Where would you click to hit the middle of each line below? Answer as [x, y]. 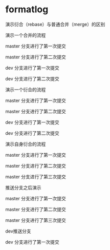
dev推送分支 [18, 231]
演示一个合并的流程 [26, 35]
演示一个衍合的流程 [26, 89]
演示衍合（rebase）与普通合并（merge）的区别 [55, 24]
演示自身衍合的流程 [26, 144]
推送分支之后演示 [23, 187]
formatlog [27, 9]
